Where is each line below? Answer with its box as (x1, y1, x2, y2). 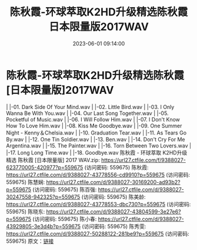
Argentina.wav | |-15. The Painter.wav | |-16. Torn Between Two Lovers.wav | (6, 142, 192, 149)
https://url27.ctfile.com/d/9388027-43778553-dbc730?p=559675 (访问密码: (6, 200, 191, 208)
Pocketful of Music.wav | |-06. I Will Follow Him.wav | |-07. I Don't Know (6, 116, 181, 123)
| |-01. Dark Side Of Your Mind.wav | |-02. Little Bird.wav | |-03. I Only (6, 103, 175, 110)
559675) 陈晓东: (6, 208, 45, 215)
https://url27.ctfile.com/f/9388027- (101, 156, 186, 163)
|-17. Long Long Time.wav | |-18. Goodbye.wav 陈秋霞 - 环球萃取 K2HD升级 (6, 149, 188, 156)
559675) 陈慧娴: (6, 178, 45, 186)
